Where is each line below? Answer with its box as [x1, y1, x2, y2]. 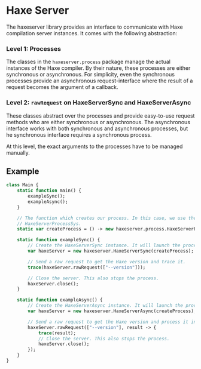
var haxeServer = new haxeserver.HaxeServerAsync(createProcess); [28, 308, 197, 314]
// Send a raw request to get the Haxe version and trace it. [28, 259, 186, 265]
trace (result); [38, 330, 77, 336]
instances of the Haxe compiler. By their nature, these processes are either [6, 64, 191, 72]
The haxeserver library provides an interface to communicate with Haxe [6, 23, 184, 30]
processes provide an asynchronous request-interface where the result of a [6, 77, 193, 84]
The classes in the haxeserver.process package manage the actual [6, 58, 170, 66]
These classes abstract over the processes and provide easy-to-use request [6, 112, 195, 119]
